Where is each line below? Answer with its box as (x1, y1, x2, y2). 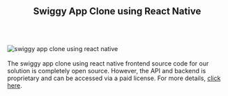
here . (7, 81, 22, 89)
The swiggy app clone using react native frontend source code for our (7, 59, 209, 68)
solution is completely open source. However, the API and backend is (7, 66, 206, 75)
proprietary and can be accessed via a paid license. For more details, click (7, 74, 221, 82)
